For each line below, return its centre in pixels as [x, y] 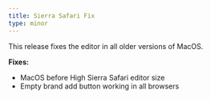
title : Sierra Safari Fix [51, 16]
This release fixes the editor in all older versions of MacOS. [106, 46]
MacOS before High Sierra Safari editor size [92, 77]
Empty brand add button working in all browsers [99, 86]
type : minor [28, 23]
